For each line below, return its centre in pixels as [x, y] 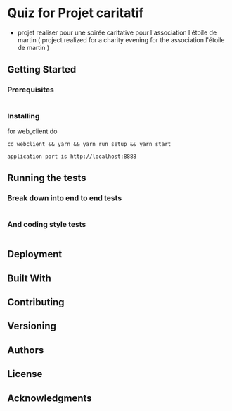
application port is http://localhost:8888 [72, 157]
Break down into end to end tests [65, 198]
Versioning [32, 326]
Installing [24, 116]
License [25, 374]
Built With [29, 278]
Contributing [36, 302]
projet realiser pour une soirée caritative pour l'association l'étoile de [117, 32]
